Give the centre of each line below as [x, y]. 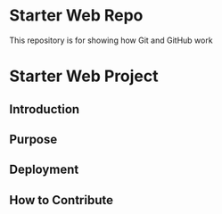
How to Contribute [62, 200]
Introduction [45, 109]
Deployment [44, 170]
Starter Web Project [84, 76]
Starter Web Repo [76, 16]
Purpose [33, 139]
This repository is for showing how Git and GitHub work [111, 40]
